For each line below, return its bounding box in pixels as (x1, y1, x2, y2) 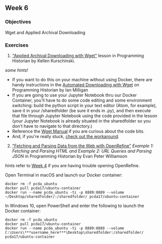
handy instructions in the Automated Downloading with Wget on (12, 82, 139, 87)
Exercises (5, 41, 29, 48)
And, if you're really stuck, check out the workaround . (12, 133, 119, 139)
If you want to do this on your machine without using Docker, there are (12, 76, 152, 82)
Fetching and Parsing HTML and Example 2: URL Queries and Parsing (12, 148, 152, 154)
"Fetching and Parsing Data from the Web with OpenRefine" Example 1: (12, 143, 154, 149)
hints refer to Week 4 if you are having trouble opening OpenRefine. (5, 162, 140, 168)
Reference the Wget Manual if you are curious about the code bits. (12, 128, 145, 134)
